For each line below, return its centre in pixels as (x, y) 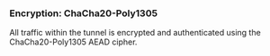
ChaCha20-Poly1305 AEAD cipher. (73, 42)
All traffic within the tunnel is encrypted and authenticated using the (135, 33)
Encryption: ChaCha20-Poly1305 (84, 13)
